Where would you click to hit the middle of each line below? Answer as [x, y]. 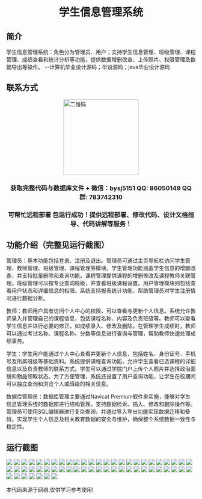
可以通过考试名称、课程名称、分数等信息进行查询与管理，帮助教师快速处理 [98, 334]
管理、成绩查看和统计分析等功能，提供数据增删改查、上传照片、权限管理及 [98, 60]
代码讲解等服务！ [107, 224]
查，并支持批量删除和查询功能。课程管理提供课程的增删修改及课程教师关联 [98, 276]
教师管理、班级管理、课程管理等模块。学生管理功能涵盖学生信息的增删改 [106, 268]
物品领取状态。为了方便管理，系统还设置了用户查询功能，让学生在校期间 [106, 376]
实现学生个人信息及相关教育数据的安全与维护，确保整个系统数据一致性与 [106, 419]
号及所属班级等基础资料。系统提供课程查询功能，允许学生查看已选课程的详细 [101, 361]
